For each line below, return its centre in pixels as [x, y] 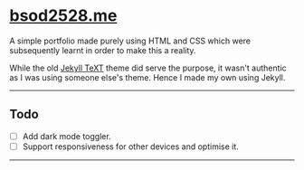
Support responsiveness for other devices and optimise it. [131, 146]
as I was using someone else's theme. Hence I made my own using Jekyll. [147, 77]
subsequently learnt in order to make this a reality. [103, 50]
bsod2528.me [63, 16]
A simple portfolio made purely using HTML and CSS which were [130, 41]
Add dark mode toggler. [66, 136]
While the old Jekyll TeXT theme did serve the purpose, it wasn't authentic [148, 68]
